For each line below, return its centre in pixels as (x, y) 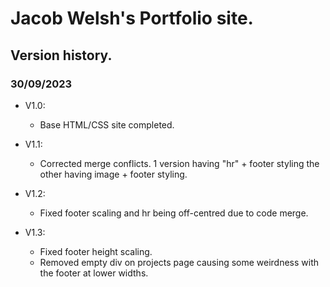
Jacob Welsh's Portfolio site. (132, 18)
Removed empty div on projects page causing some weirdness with (179, 262)
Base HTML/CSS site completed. (107, 124)
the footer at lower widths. (94, 273)
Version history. (61, 55)
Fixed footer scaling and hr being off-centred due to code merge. (174, 213)
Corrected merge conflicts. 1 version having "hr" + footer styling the (179, 163)
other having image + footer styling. (113, 174)
